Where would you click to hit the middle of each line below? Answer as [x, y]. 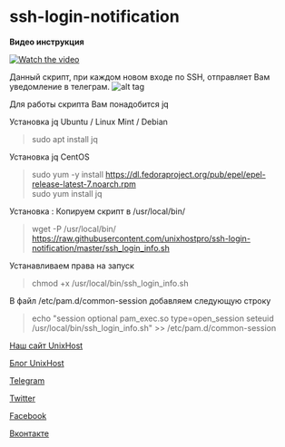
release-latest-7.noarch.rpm [84, 184]
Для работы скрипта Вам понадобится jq [89, 104]
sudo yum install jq [67, 193]
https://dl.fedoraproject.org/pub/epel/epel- [186, 174]
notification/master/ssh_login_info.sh [100, 248]
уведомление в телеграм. [60, 86]
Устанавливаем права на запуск [72, 266]
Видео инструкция [47, 42]
